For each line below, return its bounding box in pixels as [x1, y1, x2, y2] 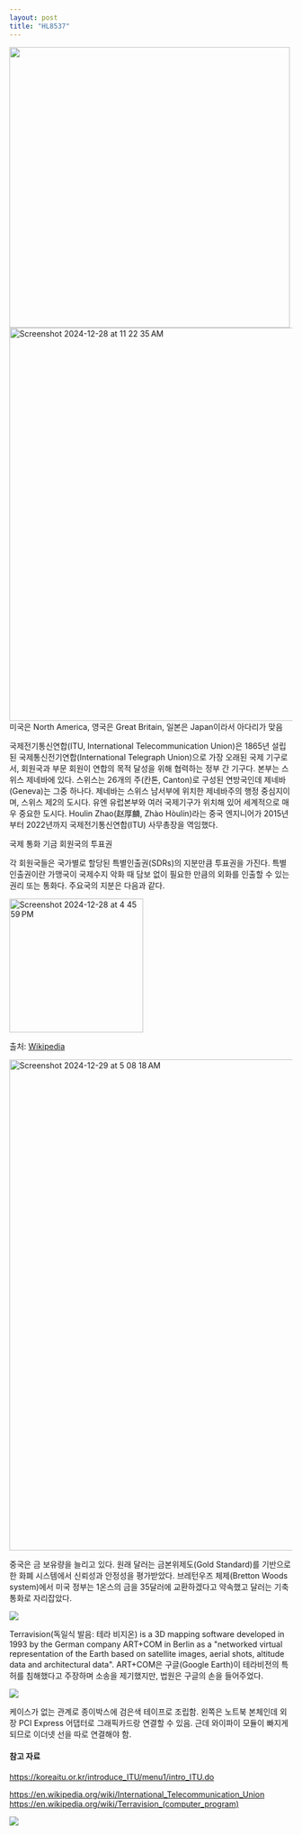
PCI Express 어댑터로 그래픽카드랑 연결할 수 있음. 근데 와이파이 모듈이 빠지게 [18, 1717, 289, 1728]
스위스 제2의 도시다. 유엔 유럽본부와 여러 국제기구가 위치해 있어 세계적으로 [21, 796, 280, 807]
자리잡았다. [32, 1592, 73, 1603]
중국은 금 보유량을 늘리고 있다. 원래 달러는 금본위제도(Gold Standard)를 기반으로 [9, 1559, 291, 1570]
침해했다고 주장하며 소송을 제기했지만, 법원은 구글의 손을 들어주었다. [25, 1670, 263, 1681]
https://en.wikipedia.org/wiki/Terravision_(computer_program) [9, 1798, 240, 1809]
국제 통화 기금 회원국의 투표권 [9, 838, 113, 849]
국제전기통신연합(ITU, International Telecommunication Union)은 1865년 [9, 740, 270, 751]
